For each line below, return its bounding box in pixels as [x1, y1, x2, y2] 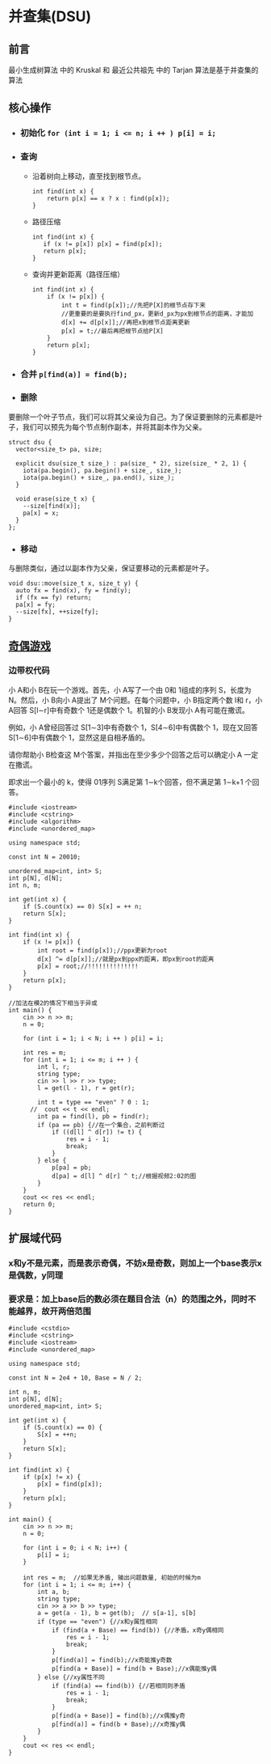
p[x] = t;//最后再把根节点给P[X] [60, 327, 164, 335]
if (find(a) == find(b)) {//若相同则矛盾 [51, 1682, 186, 1690]
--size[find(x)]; [23, 502, 81, 510]
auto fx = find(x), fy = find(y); [15, 587, 131, 595]
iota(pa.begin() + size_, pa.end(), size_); [23, 473, 175, 481]
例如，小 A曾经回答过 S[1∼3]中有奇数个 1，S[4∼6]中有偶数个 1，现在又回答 [8, 722, 258, 732]
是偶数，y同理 [8, 1270, 64, 1281]
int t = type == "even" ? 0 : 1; [37, 1098, 150, 1106]
